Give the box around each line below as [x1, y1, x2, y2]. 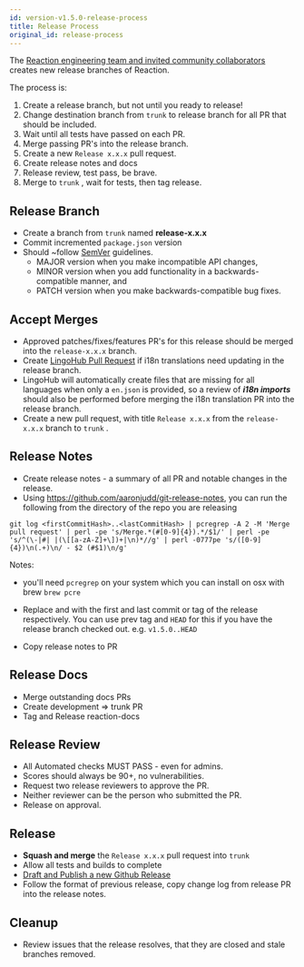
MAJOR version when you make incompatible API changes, [35, 256, 259, 268]
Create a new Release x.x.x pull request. [22, 148, 177, 159]
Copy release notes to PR [22, 641, 118, 652]
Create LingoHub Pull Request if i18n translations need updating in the [22, 355, 285, 366]
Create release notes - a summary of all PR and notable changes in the [22, 473, 288, 484]
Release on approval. [22, 800, 102, 811]
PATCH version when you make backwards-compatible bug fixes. [35, 285, 281, 296]
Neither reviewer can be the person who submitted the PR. [22, 790, 242, 801]
